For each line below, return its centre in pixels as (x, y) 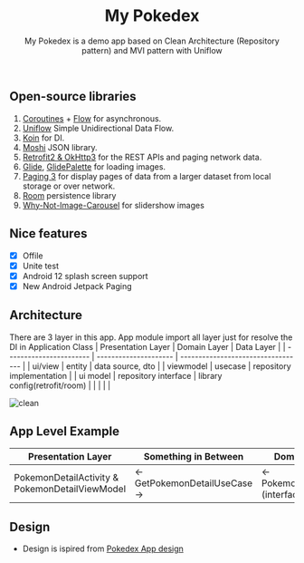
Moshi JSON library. (60, 147)
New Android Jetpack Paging (77, 286)
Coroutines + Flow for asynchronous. (92, 118)
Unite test (40, 266)
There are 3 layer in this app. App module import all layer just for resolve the (151, 337)
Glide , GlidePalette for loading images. (94, 166)
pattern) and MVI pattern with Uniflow (152, 50)
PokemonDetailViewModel (70, 489)
